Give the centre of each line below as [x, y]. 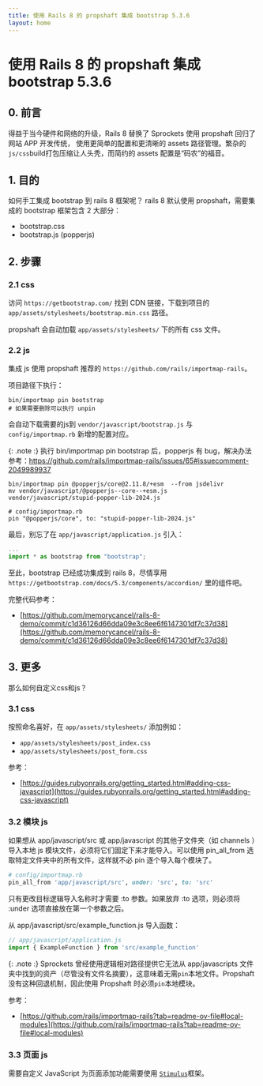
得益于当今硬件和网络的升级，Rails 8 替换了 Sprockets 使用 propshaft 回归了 [132, 133]
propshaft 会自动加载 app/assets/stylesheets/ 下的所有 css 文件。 [116, 329]
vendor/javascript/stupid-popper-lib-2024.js [84, 498]
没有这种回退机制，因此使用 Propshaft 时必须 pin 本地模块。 [104, 983]
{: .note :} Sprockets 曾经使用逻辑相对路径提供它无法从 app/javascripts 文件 [131, 964]
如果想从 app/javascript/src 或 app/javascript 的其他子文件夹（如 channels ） [131, 840]
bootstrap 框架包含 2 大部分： [72, 211]
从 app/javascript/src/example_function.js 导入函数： [94, 926]
